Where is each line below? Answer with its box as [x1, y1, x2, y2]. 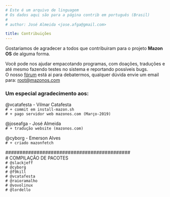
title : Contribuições [5, 31, 52, 37]
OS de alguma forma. [5, 51, 50, 57]
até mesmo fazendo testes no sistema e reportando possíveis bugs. [5, 66, 148, 73]
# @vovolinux [5, 183, 33, 188]
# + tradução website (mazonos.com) [5, 126, 83, 131]
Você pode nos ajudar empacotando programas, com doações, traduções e [5, 61, 165, 67]
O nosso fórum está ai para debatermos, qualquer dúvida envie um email [5, 71, 159, 78]
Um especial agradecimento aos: [5, 90, 89, 97]
